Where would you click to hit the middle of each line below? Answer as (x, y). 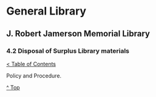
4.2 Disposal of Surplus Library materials (68, 51)
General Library (46, 11)
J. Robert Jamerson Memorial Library (78, 34)
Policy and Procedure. (34, 75)
